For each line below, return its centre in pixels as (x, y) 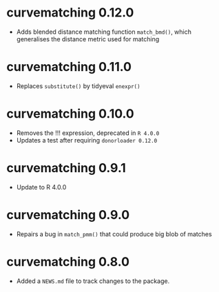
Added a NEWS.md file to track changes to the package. (93, 281)
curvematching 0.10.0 (71, 114)
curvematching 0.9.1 (66, 168)
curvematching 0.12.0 (70, 13)
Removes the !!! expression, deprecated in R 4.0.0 (88, 133)
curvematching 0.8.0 (68, 261)
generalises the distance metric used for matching (88, 39)
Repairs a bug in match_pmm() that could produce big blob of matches (114, 234)
